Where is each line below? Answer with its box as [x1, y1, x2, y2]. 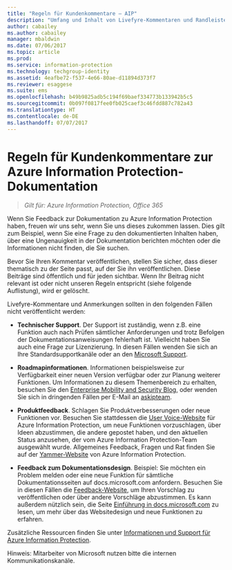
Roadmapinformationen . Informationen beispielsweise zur [17, 363, 185, 372]
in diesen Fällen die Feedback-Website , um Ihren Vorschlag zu [17, 486, 195, 494]
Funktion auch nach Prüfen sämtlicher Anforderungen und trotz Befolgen [17, 328, 225, 336]
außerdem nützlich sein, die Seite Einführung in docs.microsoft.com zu [17, 500, 219, 509]
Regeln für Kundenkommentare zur [7, 149, 213, 164]
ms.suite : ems [7, 87, 48, 94]
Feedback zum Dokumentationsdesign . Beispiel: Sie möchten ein [17, 464, 206, 472]
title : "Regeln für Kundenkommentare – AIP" [7, 10, 137, 17]
